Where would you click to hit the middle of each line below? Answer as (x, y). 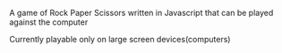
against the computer (49, 22)
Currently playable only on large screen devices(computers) (120, 39)
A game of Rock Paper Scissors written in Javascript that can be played (141, 13)
